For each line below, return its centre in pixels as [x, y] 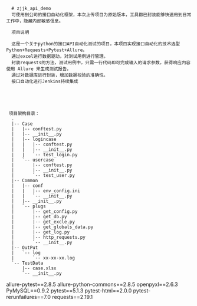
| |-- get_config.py [45, 212]
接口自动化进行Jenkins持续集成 [45, 81]
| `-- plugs [29, 206]
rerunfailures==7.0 [29, 297]
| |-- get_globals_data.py [52, 227]
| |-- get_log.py [40, 232]
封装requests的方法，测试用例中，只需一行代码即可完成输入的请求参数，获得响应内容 [101, 62]
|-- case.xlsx [39, 268]
